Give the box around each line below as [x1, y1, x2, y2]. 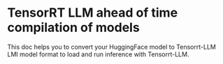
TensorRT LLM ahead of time [7, 5, 178, 21]
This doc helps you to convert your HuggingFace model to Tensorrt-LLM [7, 42, 217, 51]
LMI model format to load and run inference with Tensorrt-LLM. [7, 50, 189, 58]
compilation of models [7, 19, 140, 35]
